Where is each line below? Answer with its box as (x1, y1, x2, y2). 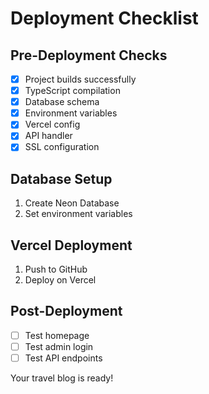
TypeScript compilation (24, 85, 121, 97)
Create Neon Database (24, 197, 120, 209)
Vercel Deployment (10, 237, 133, 254)
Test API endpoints (24, 352, 103, 364)
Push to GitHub (24, 263, 88, 276)
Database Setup (10, 170, 113, 187)
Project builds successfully (24, 73, 137, 85)
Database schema (24, 96, 100, 108)
